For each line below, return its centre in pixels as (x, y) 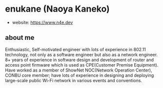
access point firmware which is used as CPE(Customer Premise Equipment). (82, 65)
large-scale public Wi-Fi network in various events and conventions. (74, 80)
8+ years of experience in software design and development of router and (80, 60)
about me (20, 38)
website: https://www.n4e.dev (42, 22)
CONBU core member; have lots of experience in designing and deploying (80, 75)
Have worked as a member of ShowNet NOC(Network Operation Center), (79, 70)
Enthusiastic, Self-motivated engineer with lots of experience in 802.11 (76, 49)
